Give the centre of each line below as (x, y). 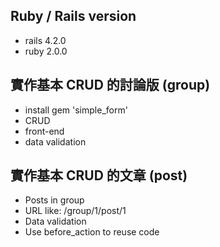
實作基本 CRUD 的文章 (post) (99, 175)
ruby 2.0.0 (46, 51)
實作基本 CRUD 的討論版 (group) (110, 85)
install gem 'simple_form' (76, 110)
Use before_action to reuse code (92, 232)
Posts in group (54, 200)
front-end (44, 131)
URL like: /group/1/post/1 (75, 211)
